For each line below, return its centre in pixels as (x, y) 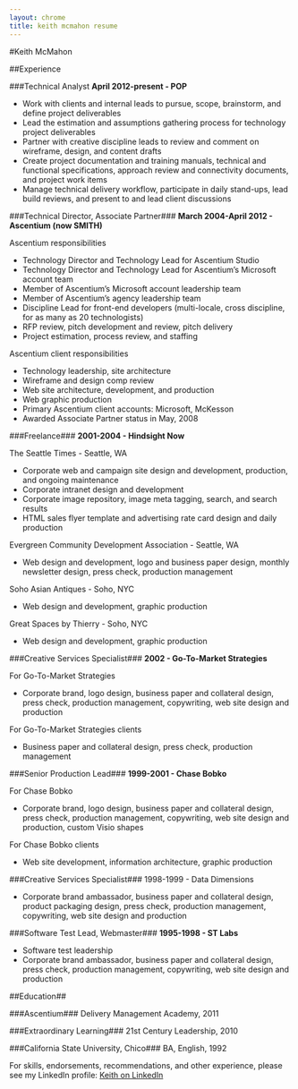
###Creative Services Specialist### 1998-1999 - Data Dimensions (132, 879)
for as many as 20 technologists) (83, 317)
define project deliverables (72, 113)
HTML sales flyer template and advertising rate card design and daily (149, 518)
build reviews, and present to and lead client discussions (127, 199)
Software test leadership (68, 950)
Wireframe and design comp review (88, 380)
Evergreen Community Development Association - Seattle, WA (124, 544)
